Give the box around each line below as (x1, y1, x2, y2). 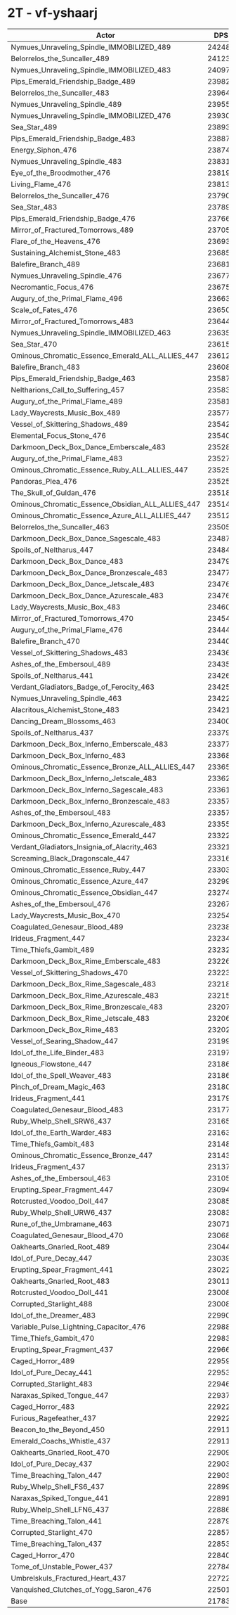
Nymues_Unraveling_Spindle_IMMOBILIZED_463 (11, 328, 171, 337)
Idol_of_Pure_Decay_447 (11, 1253, 93, 1263)
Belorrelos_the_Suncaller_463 (11, 522, 110, 532)
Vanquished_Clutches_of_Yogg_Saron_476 (11, 1584, 152, 1594)
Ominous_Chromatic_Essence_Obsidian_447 (11, 887, 158, 897)
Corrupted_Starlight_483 (11, 1379, 93, 1389)
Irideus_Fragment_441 (11, 1093, 86, 1103)
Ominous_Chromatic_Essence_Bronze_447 (11, 1150, 153, 1160)
